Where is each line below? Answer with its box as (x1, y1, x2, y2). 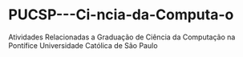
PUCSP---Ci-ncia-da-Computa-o (8, 6, 234, 24)
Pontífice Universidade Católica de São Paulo (8, 40, 158, 50)
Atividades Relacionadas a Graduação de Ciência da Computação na (8, 32, 236, 42)
